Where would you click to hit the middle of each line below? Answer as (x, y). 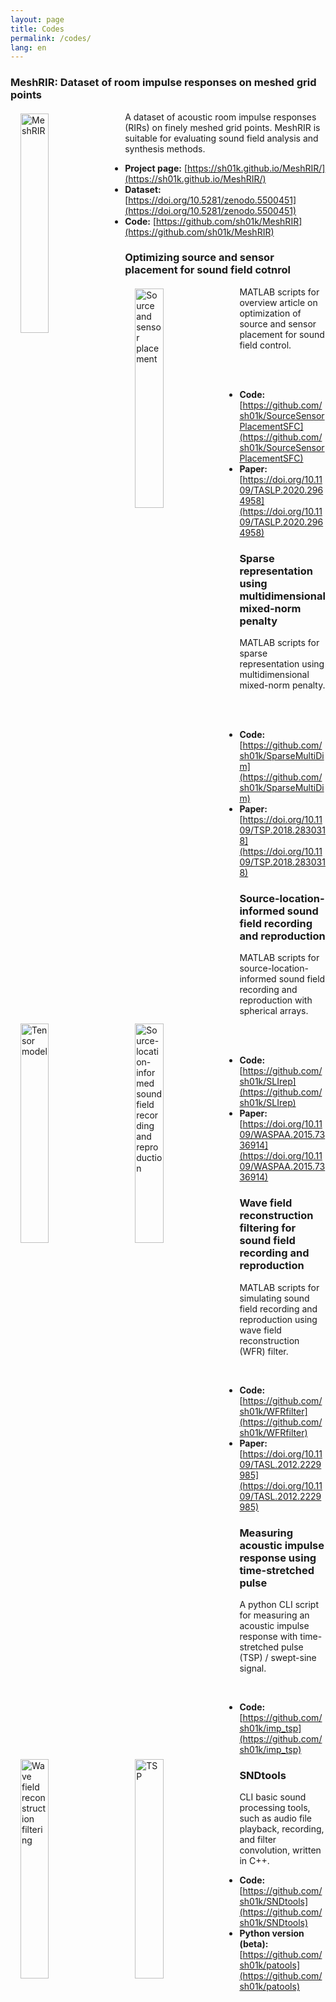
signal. (253, 1668)
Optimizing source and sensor (199, 258)
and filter (258, 1840)
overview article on (278, 302)
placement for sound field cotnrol (208, 270)
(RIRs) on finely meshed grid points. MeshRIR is (222, 127)
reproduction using (278, 1319)
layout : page (37, 19)
